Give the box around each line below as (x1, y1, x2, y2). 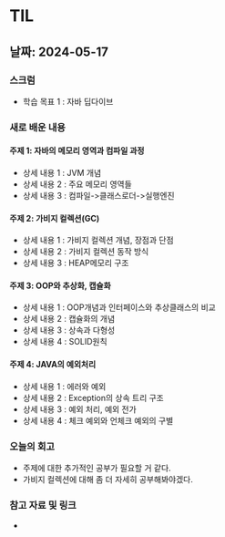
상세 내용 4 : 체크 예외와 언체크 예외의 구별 (22, 415, 174, 426)
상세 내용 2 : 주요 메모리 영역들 (22, 179, 132, 190)
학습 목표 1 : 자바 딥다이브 (22, 96, 114, 107)
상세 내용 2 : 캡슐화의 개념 (22, 314, 116, 325)
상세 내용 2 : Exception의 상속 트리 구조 (22, 392, 164, 403)
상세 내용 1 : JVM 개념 (22, 168, 102, 178)
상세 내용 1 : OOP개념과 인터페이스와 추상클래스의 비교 (22, 302, 216, 313)
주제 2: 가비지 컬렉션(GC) (9, 212, 100, 223)
